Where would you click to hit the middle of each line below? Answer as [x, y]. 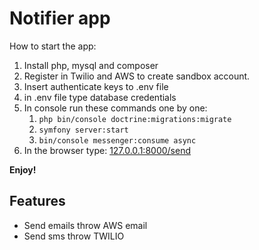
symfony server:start [83, 130]
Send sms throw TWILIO [74, 236]
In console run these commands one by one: [115, 108]
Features [37, 201]
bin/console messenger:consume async [117, 140]
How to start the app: [53, 46]
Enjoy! [23, 169]
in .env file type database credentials [100, 97]
